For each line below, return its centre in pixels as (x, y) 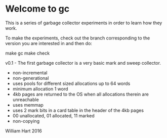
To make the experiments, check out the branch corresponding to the (78, 38)
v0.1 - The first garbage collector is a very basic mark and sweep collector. (83, 63)
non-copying (26, 121)
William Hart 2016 (24, 131)
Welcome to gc (37, 9)
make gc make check (27, 53)
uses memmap (28, 105)
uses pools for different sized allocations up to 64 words (71, 83)
